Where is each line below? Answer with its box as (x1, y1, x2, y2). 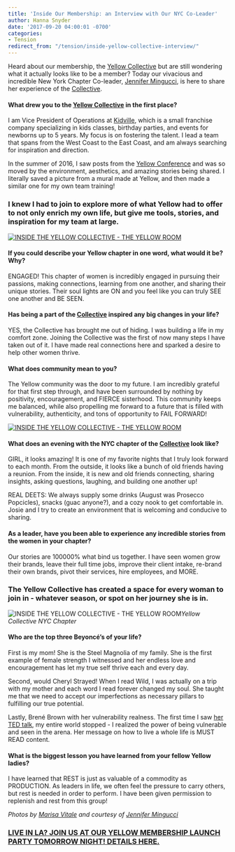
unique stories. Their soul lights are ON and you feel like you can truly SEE (8, 287, 222, 295)
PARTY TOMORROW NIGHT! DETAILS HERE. (8, 837, 160, 846)
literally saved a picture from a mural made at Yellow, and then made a (8, 175, 211, 183)
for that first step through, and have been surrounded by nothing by (8, 387, 204, 396)
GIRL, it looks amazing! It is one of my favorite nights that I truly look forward (8, 455, 229, 464)
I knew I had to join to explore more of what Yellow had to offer (8, 199, 223, 209)
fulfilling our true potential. (8, 699, 85, 708)
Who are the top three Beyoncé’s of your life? (8, 633, 142, 642)
